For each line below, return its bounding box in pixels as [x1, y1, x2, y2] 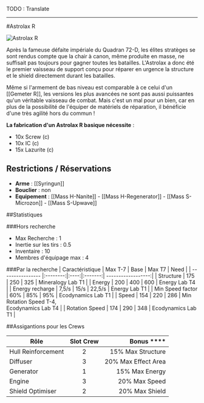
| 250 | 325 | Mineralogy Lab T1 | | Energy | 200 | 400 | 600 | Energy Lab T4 [6, 278, 196, 286]
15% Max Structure [109, 347, 166, 356]
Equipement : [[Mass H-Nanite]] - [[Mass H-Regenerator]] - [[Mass [15, 193, 185, 200]
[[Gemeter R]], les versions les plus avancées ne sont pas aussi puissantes [6, 91, 194, 97]
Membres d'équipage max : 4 [15, 253, 89, 261]
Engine [9, 377, 29, 385]
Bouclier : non [15, 186, 52, 193]
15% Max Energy [116, 367, 166, 376]
